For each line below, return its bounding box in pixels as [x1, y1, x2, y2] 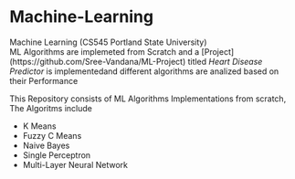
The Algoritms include [9, 102, 93, 113]
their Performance [9, 75, 79, 86]
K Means [22, 121, 57, 132]
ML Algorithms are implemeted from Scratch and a [9, 46, 200, 57]
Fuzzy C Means [22, 130, 82, 141]
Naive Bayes [22, 140, 70, 151]
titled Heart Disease [187, 56, 263, 67]
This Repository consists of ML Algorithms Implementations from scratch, [9, 93, 287, 104]
